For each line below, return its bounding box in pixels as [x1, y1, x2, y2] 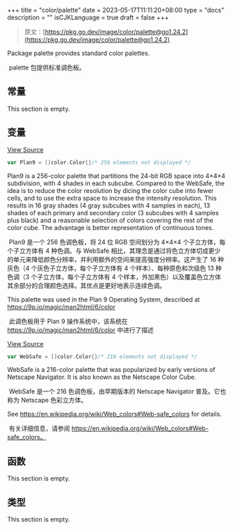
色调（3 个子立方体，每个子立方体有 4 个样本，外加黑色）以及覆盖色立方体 [7, 272, 221, 281]
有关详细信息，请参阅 [8, 424, 70, 432]
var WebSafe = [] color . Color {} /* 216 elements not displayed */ [7, 353, 198, 360]
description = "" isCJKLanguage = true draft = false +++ [7, 13, 169, 22]
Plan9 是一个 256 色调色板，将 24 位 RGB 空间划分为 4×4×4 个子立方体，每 [8, 237, 226, 246]
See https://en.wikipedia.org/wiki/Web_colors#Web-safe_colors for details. [7, 410, 223, 419]
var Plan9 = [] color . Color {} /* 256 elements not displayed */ [7, 159, 191, 166]
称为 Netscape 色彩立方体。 [7, 396, 88, 405]
